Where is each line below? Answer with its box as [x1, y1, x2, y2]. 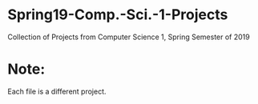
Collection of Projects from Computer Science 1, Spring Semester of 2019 [7, 32, 250, 42]
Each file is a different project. [7, 86, 107, 96]
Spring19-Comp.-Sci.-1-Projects [7, 6, 228, 24]
